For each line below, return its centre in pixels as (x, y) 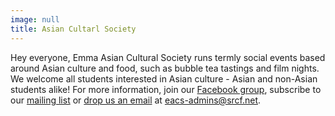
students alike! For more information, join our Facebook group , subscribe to (166, 89)
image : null (35, 19)
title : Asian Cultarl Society (73, 29)
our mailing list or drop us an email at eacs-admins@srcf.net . (136, 100)
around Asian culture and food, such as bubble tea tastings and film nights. (165, 68)
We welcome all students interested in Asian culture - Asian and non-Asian (164, 78)
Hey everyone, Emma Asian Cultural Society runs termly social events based (168, 57)
